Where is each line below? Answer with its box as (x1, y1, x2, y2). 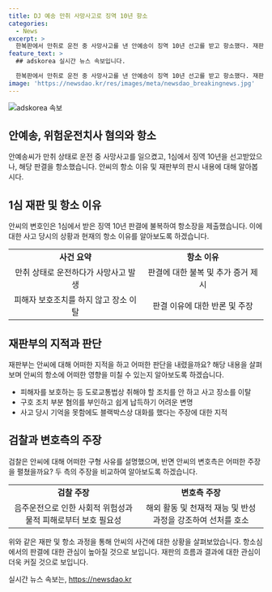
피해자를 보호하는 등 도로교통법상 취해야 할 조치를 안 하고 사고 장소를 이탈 (19, 387, 252, 397)
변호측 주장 (181, 486, 221, 498)
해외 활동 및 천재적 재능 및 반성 (145, 502, 257, 513)
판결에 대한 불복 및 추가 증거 (147, 267, 249, 279)
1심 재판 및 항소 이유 (8, 198, 102, 212)
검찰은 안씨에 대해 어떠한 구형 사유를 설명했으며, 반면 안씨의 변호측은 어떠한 (8, 456, 246, 466)
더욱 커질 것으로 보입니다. (8, 557, 89, 567)
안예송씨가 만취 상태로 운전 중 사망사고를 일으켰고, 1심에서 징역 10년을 (8, 152, 228, 162)
